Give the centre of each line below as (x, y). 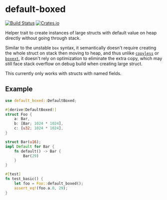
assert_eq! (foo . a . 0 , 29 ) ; (41, 188)
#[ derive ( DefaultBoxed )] (31, 109)
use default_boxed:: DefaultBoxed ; (41, 100)
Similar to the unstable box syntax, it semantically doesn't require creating (81, 47)
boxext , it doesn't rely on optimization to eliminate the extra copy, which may (84, 58)
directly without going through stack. (43, 38)
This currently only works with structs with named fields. (63, 73)
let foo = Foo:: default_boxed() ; (49, 183)
